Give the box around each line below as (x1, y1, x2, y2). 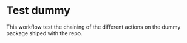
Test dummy (6, 4, 71, 17)
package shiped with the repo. (6, 29, 83, 36)
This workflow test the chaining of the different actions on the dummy (6, 23, 181, 30)
